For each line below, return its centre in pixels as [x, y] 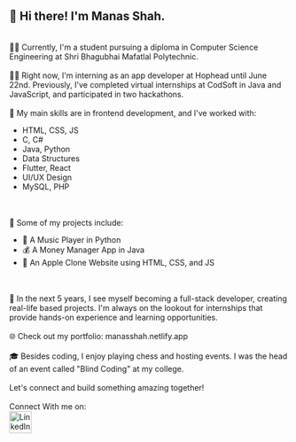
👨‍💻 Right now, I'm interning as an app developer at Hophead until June [138, 75]
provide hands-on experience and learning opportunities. [114, 317]
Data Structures [51, 158]
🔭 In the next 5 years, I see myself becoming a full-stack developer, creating [148, 299]
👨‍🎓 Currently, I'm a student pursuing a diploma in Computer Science [134, 47]
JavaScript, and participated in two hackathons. [97, 94]
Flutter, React [46, 167]
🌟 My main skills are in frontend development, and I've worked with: [133, 112]
